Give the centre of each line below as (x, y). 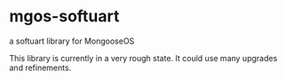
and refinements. (40, 68)
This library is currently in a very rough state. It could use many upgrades (143, 58)
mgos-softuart (64, 16)
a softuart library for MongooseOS (72, 41)
